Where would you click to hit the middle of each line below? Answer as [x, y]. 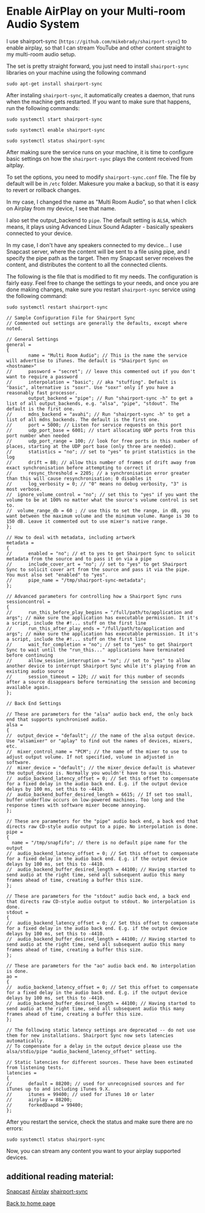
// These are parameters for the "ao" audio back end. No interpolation [101, 966]
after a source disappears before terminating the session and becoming [101, 682]
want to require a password [42, 377]
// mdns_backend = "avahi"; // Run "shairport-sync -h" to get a [98, 414]
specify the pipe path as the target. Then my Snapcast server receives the [100, 258]
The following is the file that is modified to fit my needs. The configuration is [102, 276]
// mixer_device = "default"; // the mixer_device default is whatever [101, 767]
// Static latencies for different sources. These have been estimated [99, 1062]
